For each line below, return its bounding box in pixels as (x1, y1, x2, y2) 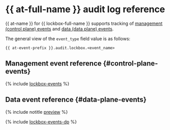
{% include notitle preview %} (5, 109, 68, 115)
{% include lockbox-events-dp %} (5, 118, 77, 125)
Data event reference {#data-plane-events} (5, 95, 147, 104)
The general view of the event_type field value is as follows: (5, 36, 131, 42)
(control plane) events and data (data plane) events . (5, 25, 114, 31)
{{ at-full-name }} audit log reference (5, 4, 165, 15)
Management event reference (5, 59, 102, 68)
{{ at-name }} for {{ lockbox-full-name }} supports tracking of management (5, 20, 163, 26)
